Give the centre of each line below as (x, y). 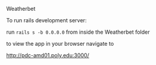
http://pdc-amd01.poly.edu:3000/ (48, 55)
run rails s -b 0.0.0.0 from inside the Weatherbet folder (78, 32)
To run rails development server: (47, 20)
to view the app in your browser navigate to (60, 44)
